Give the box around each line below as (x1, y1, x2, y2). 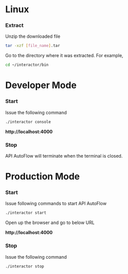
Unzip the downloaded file (5, 33, 60, 39)
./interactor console (5, 119, 51, 124)
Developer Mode (5, 80, 77, 91)
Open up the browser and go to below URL (5, 219, 95, 226)
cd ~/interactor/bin (5, 62, 49, 67)
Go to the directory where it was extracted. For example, (5, 53, 123, 59)
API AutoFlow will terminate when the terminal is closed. (5, 153, 123, 159)
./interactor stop (5, 264, 44, 269)
